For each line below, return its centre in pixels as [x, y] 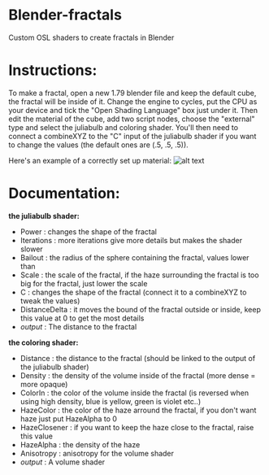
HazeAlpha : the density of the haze [80, 444]
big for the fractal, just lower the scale [84, 283]
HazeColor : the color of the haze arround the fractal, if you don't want [138, 410]
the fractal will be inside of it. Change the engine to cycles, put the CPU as [133, 101]
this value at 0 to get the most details [82, 318]
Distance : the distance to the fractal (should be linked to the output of [138, 358]
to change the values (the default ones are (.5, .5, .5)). [98, 145]
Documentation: [64, 194]
